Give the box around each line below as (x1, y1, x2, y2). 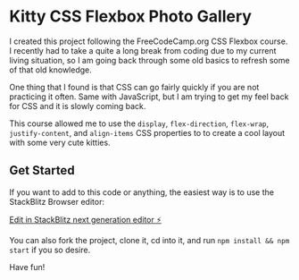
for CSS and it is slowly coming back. (9, 100, 146, 111)
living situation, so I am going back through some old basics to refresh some (9, 55, 290, 65)
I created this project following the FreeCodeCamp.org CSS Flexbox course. (9, 36, 288, 47)
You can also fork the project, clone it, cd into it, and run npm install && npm (9, 234, 290, 245)
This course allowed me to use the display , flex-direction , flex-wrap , (9, 118, 270, 129)
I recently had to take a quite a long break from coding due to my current (9, 45, 277, 55)
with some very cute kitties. (9, 137, 111, 148)
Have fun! (9, 261, 46, 272)
